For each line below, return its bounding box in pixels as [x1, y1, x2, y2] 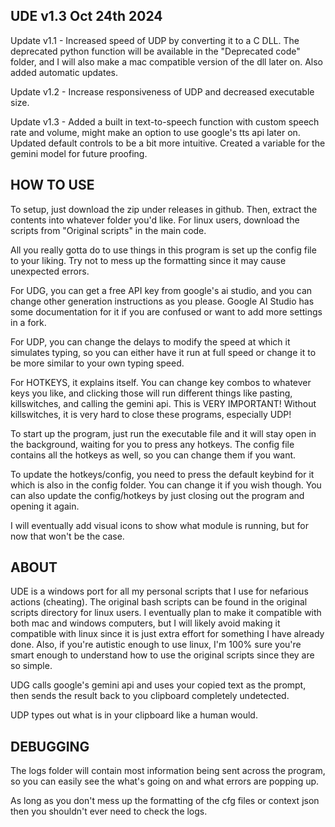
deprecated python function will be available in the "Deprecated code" [10, 45, 301, 57]
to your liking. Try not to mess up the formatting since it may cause [10, 254, 287, 266]
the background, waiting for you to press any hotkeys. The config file [10, 438, 295, 450]
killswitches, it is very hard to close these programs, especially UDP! [10, 408, 292, 420]
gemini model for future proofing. [10, 147, 148, 159]
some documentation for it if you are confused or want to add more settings [10, 305, 323, 318]
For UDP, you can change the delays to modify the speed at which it [10, 335, 291, 348]
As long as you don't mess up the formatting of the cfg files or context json [10, 795, 320, 807]
